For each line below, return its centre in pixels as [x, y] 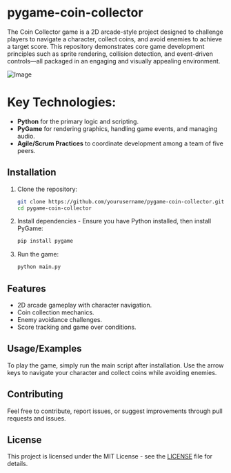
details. [18, 464]
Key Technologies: [62, 102]
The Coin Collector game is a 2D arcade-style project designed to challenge [115, 32]
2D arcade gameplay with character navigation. [84, 305]
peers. [26, 150]
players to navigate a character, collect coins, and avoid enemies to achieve [115, 39]
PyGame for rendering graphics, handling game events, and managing [117, 128]
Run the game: [38, 254]
